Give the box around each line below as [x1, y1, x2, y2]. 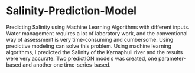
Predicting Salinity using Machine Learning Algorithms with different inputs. [6, 24, 190, 31]
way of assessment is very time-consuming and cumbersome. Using [6, 36, 174, 43]
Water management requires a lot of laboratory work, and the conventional [6, 29, 188, 36]
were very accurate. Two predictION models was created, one [6, 55, 158, 62]
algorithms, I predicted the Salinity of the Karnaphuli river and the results [6, 48, 183, 55]
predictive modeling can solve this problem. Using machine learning [6, 42, 172, 49]
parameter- [158, 55, 186, 62]
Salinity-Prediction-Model [6, 4, 137, 18]
